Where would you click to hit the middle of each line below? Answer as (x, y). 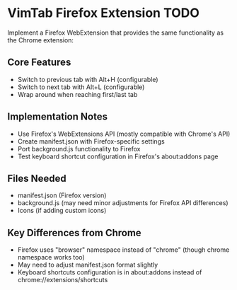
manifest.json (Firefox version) (62, 195)
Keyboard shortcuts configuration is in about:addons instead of (110, 272)
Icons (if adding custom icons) (62, 211)
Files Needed (37, 178)
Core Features (39, 63)
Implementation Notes (58, 117)
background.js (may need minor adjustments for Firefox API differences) (123, 203)
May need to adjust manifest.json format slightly (88, 265)
